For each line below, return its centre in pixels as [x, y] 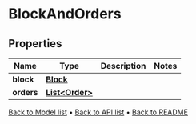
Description [123, 66]
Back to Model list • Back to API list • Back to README [98, 112]
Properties [35, 44]
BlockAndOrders [65, 14]
